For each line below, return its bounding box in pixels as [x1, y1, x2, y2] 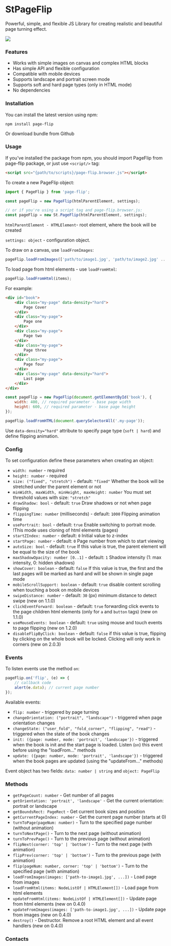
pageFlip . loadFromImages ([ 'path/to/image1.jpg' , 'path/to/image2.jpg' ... [5, 257, 168, 262]
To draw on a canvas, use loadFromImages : [5, 247, 94, 253]
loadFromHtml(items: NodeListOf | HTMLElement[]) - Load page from [12, 885, 159, 891]
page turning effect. [5, 26, 47, 32]
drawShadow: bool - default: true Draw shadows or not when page [12, 500, 152, 506]
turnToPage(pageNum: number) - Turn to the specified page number [12, 820, 152, 826]
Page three [23, 347, 47, 353]
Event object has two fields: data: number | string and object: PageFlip [5, 767, 160, 774]
